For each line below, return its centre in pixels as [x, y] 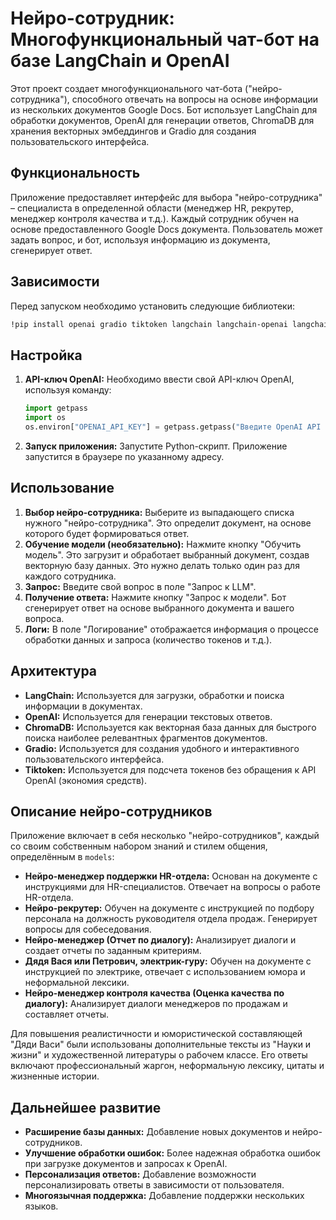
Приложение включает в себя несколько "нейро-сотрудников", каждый [165, 836]
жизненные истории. [55, 1076]
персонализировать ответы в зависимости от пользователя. [154, 1185]
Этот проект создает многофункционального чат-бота [126, 88]
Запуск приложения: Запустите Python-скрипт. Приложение [156, 446]
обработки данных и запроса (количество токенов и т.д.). [148, 639]
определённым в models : [62, 857]
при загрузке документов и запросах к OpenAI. [126, 1164]
